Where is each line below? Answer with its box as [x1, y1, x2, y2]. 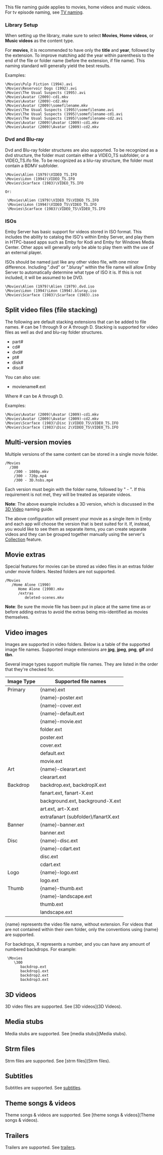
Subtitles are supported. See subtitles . [5, 1085, 82, 1091]
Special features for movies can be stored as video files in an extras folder [5, 563, 154, 569]
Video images [5, 628, 48, 637]
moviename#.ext [12, 383, 46, 389]
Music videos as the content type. [5, 38, 74, 44]
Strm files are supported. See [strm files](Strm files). [5, 1058, 110, 1064]
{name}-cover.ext [40, 702, 81, 709]
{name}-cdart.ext [40, 845, 80, 852]
